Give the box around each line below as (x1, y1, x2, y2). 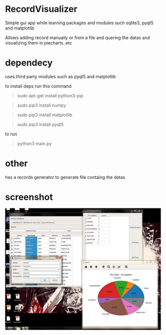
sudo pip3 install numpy (17, 102, 66, 108)
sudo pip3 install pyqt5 (17, 121, 64, 127)
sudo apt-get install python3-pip (17, 92, 83, 98)
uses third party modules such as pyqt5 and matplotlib (5, 73, 116, 80)
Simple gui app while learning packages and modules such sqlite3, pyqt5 (5, 20, 154, 26)
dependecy (5, 57, 53, 69)
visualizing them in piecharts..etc (5, 40, 73, 45)
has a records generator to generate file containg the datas (5, 174, 125, 180)
